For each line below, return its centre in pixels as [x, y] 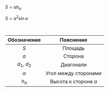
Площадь [73, 48]
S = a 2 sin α [16, 18]
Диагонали [74, 65]
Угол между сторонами [74, 73]
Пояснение [73, 40]
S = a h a [13, 8]
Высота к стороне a [73, 82]
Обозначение [24, 40]
